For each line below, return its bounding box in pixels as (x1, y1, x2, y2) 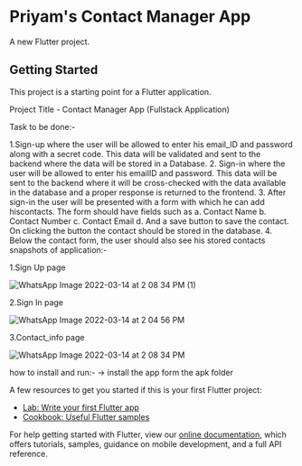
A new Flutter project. (9, 36, 90, 47)
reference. (9, 448, 48, 459)
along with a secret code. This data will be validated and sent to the (9, 148, 261, 159)
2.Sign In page (9, 296, 64, 308)
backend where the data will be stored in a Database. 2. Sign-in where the (9, 158, 286, 169)
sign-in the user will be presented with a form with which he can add (9, 196, 265, 207)
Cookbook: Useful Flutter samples (22, 411, 150, 422)
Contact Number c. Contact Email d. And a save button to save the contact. (9, 215, 289, 227)
